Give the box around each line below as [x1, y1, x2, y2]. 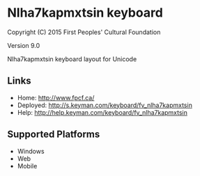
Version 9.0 [7, 41, 40, 49]
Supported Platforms [7, 129, 100, 141]
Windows [17, 147, 45, 155]
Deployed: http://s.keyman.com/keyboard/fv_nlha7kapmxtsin [17, 101, 193, 109]
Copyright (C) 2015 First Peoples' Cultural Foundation [7, 28, 161, 36]
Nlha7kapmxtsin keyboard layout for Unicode [7, 54, 137, 63]
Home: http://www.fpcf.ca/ [17, 93, 95, 102]
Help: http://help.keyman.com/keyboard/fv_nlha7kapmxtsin [17, 108, 188, 116]
